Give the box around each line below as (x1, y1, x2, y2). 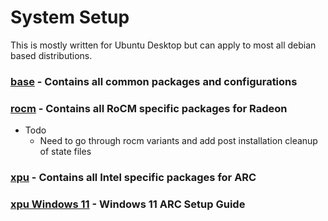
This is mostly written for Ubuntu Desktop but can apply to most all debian (10, 39, 317, 51)
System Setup (10, 6, 130, 29)
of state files (39, 146, 92, 158)
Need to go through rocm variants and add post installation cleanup (39, 135, 318, 147)
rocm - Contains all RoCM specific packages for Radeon (10, 101, 288, 115)
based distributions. (10, 49, 93, 61)
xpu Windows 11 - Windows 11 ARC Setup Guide (10, 197, 246, 211)
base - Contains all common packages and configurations (10, 74, 298, 88)
